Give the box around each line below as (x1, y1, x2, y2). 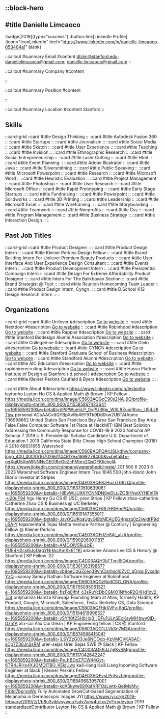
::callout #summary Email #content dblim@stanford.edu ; (5, 54, 119, 59)
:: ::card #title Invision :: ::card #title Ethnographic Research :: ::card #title (5, 149, 153, 155)
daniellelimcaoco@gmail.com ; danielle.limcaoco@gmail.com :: (5, 59, 131, 65)
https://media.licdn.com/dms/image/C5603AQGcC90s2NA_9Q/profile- (5, 396, 148, 402)
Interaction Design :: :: (5, 217, 50, 223)
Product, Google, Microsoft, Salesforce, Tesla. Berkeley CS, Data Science (5, 599, 154, 606)
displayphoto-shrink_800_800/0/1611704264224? (5, 652, 105, 658)
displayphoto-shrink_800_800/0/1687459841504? (5, 631, 106, 636)
